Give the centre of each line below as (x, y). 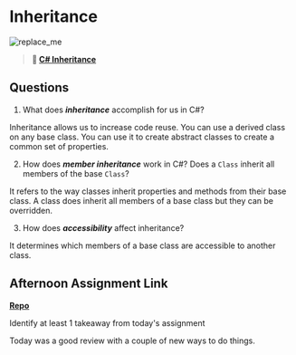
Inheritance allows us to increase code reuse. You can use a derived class (148, 127)
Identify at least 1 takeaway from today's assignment (107, 322)
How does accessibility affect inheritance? (103, 227)
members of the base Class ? (76, 173)
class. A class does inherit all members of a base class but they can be (142, 200)
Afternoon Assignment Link (89, 284)
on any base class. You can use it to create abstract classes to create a (142, 137)
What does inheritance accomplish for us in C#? (114, 110)
